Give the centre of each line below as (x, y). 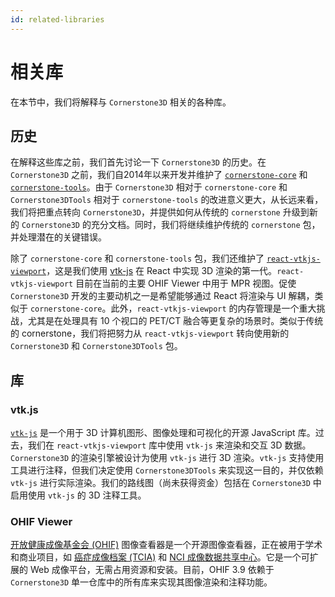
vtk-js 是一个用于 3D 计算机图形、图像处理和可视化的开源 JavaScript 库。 (163, 433)
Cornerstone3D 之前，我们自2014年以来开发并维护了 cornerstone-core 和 (159, 175)
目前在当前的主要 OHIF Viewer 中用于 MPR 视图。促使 (186, 283)
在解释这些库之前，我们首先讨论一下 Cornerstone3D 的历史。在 (138, 162)
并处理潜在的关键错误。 (58, 237)
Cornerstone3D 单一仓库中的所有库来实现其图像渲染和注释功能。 (141, 582)
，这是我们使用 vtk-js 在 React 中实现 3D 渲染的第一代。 (162, 271)
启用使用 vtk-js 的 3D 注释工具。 (78, 495)
